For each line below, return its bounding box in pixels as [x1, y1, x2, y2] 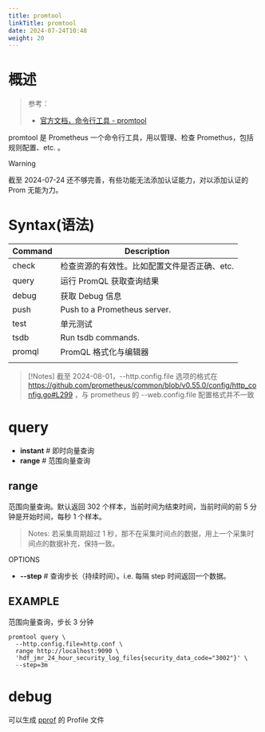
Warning [8, 159, 36, 169]
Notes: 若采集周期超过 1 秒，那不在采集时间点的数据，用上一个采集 [27, 528, 247, 538]
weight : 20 [8, 34, 45, 42]
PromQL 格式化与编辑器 [60, 347, 149, 358]
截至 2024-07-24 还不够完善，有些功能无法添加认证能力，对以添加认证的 [8, 175, 249, 185]
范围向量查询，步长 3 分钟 [8, 617, 94, 627]
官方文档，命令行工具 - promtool [39, 116, 147, 125]
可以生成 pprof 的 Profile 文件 [8, 714, 105, 724]
